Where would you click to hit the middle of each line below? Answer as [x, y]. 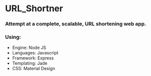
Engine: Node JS [29, 48]
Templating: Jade [30, 63]
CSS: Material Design [34, 69]
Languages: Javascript [35, 53]
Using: [13, 37]
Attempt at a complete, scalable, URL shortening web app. [76, 24]
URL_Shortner [34, 9]
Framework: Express [33, 58]
